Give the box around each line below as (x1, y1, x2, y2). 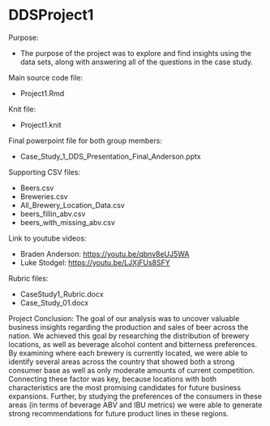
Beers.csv (19, 183, 54, 193)
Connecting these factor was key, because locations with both (8, 374, 217, 384)
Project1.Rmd (19, 88, 65, 98)
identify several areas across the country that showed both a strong (8, 356, 235, 367)
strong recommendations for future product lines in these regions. (8, 408, 229, 418)
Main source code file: (8, 72, 84, 82)
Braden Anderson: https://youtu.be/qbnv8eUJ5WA (19, 249, 190, 259)
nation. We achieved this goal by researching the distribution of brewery (8, 331, 250, 341)
